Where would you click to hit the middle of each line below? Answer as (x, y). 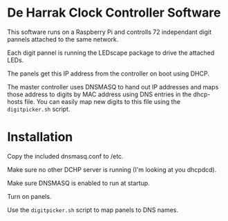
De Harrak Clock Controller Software (114, 13)
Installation (40, 137)
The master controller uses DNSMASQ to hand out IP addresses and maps (113, 87)
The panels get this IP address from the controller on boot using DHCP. (108, 73)
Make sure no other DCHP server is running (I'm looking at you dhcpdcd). (112, 169)
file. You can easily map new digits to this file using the (102, 101)
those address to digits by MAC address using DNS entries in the (99, 94)
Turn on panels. (29, 196)
